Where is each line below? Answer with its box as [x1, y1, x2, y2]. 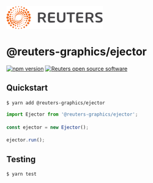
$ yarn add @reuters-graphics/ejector [6, 100, 105, 106]
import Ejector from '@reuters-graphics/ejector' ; [6, 111, 138, 118]
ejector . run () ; [6, 137, 45, 143]
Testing [6, 154, 36, 165]
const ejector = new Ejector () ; [6, 124, 89, 130]
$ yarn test [6, 171, 37, 177]
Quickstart [6, 83, 48, 93]
